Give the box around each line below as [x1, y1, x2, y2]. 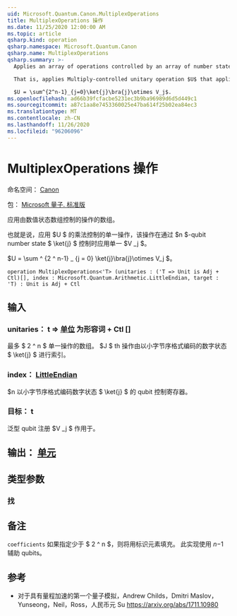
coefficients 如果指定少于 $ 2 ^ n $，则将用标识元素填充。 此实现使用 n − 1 [7, 540, 224, 548]
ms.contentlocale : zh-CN [7, 114, 80, 122]
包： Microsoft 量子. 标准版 [7, 200, 86, 208]
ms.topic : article [7, 30, 61, 37]
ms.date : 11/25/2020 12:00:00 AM [7, 23, 106, 30]
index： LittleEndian [7, 370, 78, 380]
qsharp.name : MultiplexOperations [7, 50, 109, 57]
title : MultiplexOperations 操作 [7, 17, 104, 24]
